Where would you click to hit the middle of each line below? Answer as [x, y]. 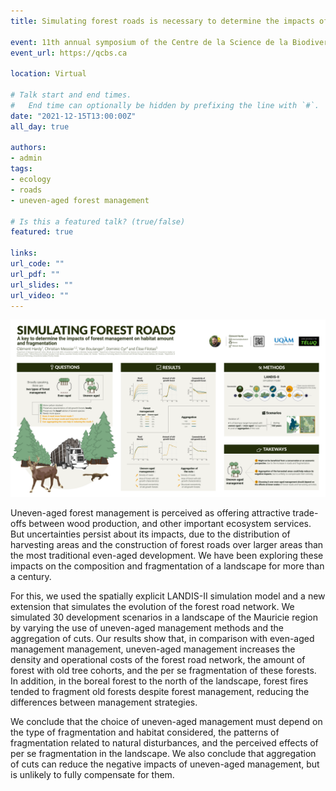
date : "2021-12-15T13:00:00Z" [73, 116]
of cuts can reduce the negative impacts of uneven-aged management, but [165, 764]
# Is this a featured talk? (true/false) [98, 221]
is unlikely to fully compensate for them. [92, 774]
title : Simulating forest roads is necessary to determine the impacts [162, 21]
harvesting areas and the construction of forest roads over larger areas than [167, 544]
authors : [28, 148]
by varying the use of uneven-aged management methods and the [147, 627]
